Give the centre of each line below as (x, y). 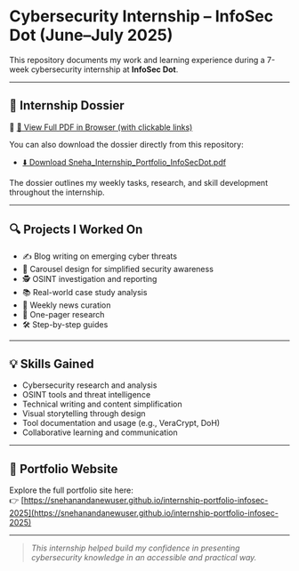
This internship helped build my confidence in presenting (135, 548)
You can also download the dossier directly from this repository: (126, 144)
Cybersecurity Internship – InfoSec (141, 16)
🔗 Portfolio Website (64, 469)
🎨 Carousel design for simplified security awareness (117, 269)
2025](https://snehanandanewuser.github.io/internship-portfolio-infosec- (144, 513)
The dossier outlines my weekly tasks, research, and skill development (139, 182)
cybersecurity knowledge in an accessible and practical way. (144, 558)
